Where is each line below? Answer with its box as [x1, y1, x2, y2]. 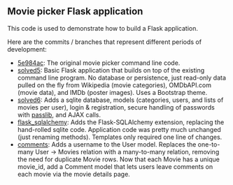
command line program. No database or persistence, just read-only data [17, 73, 226, 82]
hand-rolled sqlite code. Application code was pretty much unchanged [17, 125, 222, 133]
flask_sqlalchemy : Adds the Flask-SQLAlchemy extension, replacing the [17, 118, 225, 126]
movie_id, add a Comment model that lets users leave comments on [17, 162, 213, 170]
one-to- [197, 140, 220, 149]
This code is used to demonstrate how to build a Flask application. [7, 24, 198, 32]
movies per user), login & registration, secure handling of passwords [17, 103, 215, 111]
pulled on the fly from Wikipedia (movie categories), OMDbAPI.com [17, 80, 212, 89]
